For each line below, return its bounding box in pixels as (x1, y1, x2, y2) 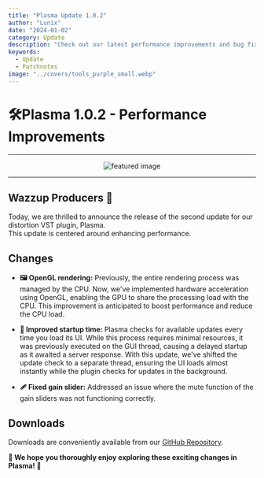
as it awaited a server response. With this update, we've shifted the (19, 350, 238, 359)
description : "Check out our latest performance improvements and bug (8, 41, 244, 49)
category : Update (8, 33, 65, 42)
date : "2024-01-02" (8, 26, 72, 34)
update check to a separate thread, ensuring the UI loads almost (19, 358, 228, 368)
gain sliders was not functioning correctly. (19, 394, 156, 403)
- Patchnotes (15, 63, 58, 71)
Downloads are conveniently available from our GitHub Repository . (8, 438, 224, 447)
